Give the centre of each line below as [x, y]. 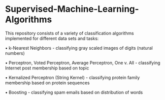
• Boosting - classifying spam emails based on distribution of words [74, 92]
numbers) [15, 53]
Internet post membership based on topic [47, 68]
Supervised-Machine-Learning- [72, 9]
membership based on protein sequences [48, 83]
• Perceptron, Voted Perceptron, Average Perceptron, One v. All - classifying [83, 63]
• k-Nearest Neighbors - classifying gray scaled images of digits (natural [79, 48]
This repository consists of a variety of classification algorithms [69, 33]
